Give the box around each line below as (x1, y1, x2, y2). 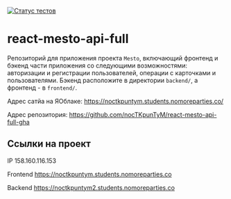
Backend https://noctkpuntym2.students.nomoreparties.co (7, 183, 176, 191)
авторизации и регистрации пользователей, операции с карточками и (7, 68, 216, 77)
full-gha (7, 118, 30, 126)
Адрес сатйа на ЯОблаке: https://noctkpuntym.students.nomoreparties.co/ (7, 97, 224, 105)
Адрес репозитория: (7, 110, 68, 118)
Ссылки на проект (7, 138, 92, 150)
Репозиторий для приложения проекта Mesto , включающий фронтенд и (7, 54, 219, 62)
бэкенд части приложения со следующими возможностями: (7, 61, 187, 70)
